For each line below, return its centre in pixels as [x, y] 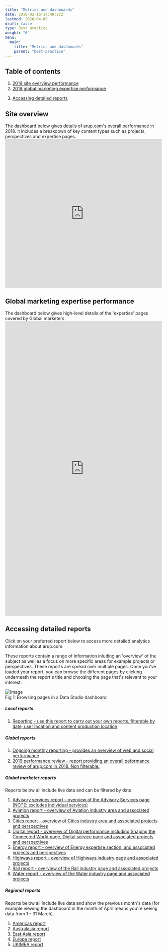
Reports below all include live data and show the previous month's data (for [83, 903]
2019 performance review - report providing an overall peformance [81, 761]
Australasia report [31, 928]
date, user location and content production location [65, 726]
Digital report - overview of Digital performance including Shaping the [84, 832]
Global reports [20, 738]
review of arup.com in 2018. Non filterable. [56, 766]
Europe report [27, 939]
